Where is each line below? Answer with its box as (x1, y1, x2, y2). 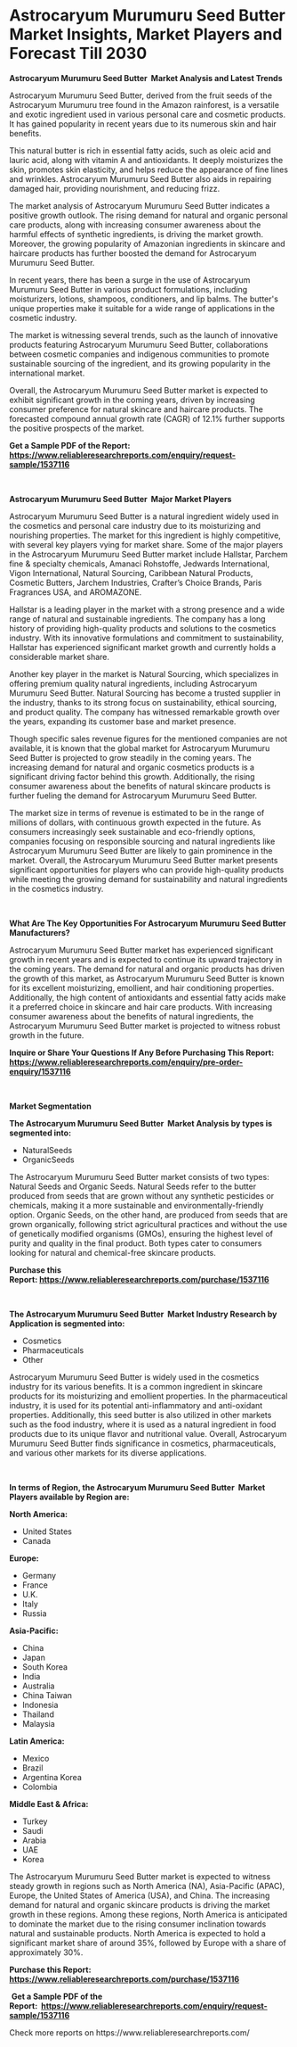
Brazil (21, 1762, 44, 1773)
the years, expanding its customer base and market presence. (9, 715, 237, 727)
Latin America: (9, 1736, 65, 1746)
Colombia (21, 1781, 58, 1792)
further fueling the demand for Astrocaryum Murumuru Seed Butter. (9, 790, 258, 801)
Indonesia (21, 1699, 59, 1710)
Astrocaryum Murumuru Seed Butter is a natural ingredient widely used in (9, 510, 279, 522)
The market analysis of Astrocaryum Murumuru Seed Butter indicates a (9, 200, 270, 210)
